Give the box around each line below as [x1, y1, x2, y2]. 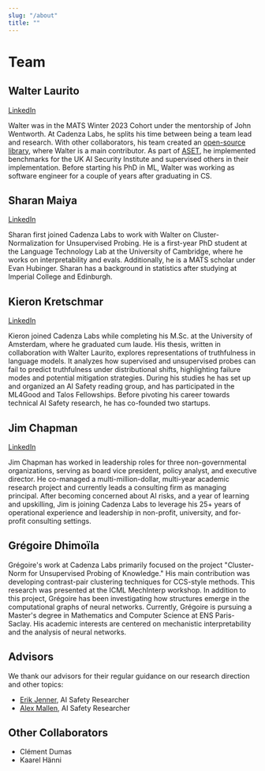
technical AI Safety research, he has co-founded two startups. [8, 398, 211, 408]
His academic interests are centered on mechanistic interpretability [33, 619, 252, 628]
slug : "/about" [8, 11, 58, 20]
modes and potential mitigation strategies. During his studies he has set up [8, 373, 251, 383]
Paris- [215, 610, 235, 620]
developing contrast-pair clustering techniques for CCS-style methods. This [8, 577, 256, 586]
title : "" [8, 19, 41, 27]
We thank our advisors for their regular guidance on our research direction [8, 671, 250, 680]
